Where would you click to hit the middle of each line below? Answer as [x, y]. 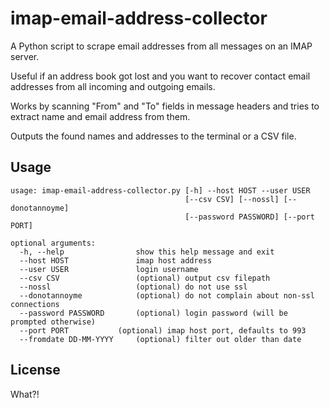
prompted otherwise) [53, 322]
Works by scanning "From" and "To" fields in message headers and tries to [165, 106]
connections [35, 304]
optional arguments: [53, 243]
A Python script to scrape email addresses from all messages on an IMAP [161, 46]
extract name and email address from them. [100, 116]
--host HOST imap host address [116, 260]
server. [25, 56]
